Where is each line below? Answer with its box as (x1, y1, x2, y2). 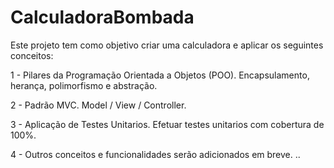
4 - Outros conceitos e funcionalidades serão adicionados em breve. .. (10, 148, 301, 160)
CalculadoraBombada (10, 6, 195, 29)
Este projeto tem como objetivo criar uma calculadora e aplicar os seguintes (10, 39, 324, 51)
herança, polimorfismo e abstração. (10, 79, 158, 91)
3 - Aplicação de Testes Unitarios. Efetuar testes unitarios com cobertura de (10, 118, 325, 130)
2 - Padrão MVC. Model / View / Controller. (10, 99, 187, 111)
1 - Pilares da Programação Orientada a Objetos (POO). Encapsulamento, (10, 69, 310, 81)
